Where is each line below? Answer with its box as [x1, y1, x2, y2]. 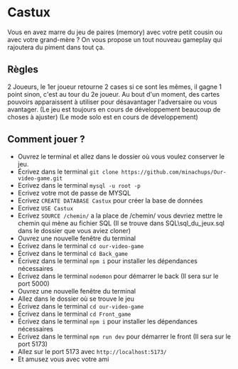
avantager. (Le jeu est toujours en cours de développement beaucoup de [7, 105, 221, 114]
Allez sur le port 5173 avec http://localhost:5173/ [17, 347, 167, 355]
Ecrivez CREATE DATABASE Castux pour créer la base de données [17, 196, 203, 205]
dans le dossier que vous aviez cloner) [17, 226, 131, 235]
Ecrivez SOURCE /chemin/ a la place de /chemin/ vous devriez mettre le [17, 211, 223, 220]
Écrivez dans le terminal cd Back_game [17, 249, 128, 257]
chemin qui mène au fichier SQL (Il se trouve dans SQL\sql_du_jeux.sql [17, 218, 225, 228]
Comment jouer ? [7, 133, 85, 146]
